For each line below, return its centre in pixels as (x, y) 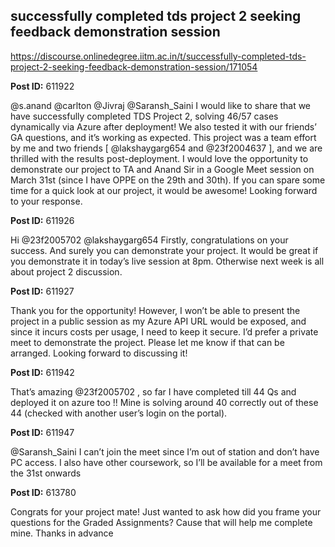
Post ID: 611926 (42, 220)
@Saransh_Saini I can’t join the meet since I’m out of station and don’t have (165, 451)
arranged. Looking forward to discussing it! (99, 353)
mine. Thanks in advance (62, 533)
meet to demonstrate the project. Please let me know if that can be (147, 342)
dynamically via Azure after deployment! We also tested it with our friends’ (163, 126)
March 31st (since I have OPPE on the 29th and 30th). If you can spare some (168, 180)
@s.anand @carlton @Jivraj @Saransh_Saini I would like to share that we (161, 105)
